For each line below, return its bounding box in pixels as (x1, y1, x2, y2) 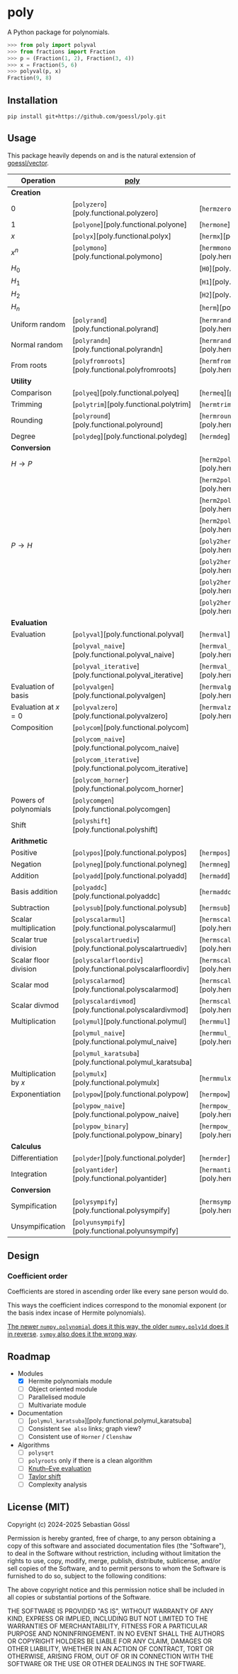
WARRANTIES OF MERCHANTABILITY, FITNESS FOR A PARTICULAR (7, 1621, 208, 1630)
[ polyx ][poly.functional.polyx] (72, 231, 171, 241)
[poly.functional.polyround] (72, 420, 164, 430)
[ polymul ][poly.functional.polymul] (72, 1016, 187, 1026)
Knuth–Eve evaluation (28, 1464, 92, 1472)
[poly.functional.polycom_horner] (72, 783, 184, 793)
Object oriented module (28, 1385, 98, 1393)
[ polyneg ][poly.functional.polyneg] (72, 859, 188, 869)
